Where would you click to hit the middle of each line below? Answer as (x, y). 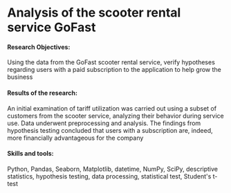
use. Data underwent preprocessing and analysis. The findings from (104, 123)
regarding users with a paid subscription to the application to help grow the (114, 70)
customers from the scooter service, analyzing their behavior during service (116, 116)
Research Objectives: (39, 47)
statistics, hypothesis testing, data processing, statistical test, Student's (109, 176)
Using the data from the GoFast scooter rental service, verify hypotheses (111, 62)
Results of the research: (43, 93)
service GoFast (52, 27)
